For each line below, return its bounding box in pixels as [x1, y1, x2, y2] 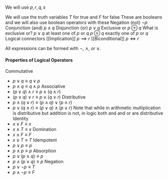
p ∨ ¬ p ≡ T [12, 164, 35, 170]
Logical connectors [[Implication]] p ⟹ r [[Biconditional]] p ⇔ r [5, 35, 139, 41]
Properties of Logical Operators [5, 57, 73, 63]
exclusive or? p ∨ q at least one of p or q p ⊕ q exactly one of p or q [5, 30, 149, 36]
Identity [12, 116, 29, 122]
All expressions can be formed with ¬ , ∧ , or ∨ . [5, 46, 101, 51]
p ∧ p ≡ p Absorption [12, 148, 57, 154]
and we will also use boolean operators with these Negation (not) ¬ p [5, 20, 148, 25]
